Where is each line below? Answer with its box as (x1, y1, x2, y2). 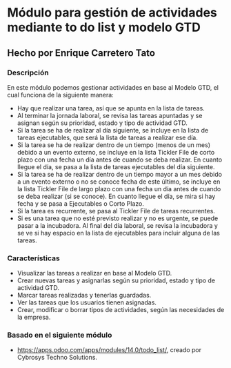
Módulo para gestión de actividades (7, 5, 217, 21)
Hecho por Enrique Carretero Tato (7, 47, 155, 59)
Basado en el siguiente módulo (7, 330, 112, 340)
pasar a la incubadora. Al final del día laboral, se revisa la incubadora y (17, 221, 219, 229)
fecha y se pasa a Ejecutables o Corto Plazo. (17, 199, 145, 208)
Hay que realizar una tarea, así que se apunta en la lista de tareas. (17, 104, 205, 112)
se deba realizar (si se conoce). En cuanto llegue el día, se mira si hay (17, 192, 216, 200)
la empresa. (17, 313, 51, 322)
